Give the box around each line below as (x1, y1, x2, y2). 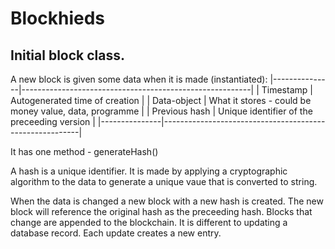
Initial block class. (10, 47, 125, 64)
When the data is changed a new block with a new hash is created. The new (10, 195, 324, 207)
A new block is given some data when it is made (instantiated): (10, 73, 268, 85)
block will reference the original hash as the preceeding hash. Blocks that (10, 206, 313, 217)
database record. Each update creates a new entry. (10, 227, 222, 239)
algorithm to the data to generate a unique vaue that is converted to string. (10, 176, 318, 187)
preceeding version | (10, 116, 96, 127)
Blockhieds (10, 7, 106, 30)
